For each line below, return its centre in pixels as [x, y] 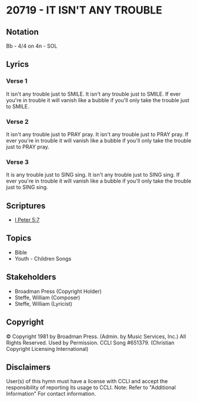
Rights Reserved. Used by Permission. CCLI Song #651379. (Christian [90, 342]
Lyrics [18, 64]
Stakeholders [31, 277]
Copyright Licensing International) [47, 349]
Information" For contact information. [51, 394]
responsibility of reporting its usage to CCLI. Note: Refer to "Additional [91, 387]
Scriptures [26, 206]
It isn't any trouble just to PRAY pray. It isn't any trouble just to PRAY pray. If [97, 134]
